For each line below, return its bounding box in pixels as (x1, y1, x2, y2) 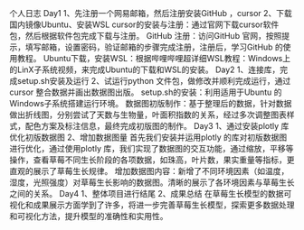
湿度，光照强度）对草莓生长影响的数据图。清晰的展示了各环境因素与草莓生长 (9, 177, 295, 188)
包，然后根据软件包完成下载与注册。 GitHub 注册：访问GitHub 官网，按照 (9, 31, 282, 41)
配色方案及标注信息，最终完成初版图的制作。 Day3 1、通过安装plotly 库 (24, 121, 290, 131)
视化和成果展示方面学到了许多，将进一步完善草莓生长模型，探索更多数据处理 (9, 199, 295, 210)
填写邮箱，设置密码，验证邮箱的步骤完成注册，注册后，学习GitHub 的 (24, 41, 283, 52)
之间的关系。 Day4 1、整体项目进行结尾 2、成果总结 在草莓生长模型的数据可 (9, 189, 292, 198)
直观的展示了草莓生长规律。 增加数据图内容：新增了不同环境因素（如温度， (9, 166, 290, 176)
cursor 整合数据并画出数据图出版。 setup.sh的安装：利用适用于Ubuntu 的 (9, 87, 282, 97)
